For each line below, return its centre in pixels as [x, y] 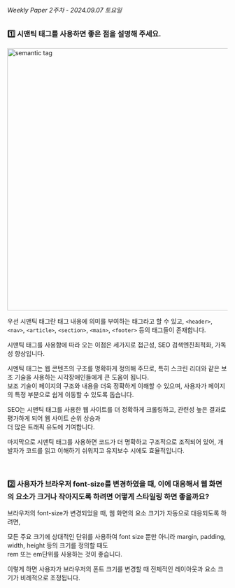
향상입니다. [30, 353]
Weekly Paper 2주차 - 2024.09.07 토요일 [65, 10]
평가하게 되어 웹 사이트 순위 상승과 [54, 418]
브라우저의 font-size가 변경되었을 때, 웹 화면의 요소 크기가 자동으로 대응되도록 [113, 512]
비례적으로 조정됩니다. [50, 578]
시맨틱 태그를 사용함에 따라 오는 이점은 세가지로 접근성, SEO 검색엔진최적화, [110, 345]
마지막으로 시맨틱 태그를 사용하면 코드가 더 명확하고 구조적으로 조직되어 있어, [112, 442]
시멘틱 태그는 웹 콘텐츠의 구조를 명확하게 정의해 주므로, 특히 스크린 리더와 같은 [114, 368]
